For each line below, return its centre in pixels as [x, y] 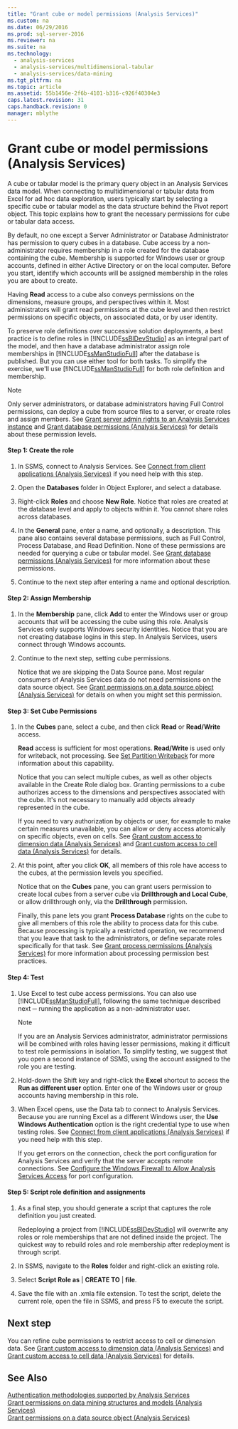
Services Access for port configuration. [75, 1175]
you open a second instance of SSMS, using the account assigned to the [124, 1059]
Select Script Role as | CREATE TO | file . [77, 1279]
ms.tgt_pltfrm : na [34, 80]
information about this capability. [66, 764]
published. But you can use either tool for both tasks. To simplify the [107, 361]
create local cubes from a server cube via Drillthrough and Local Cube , [123, 894]
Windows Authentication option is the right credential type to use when [123, 1124]
